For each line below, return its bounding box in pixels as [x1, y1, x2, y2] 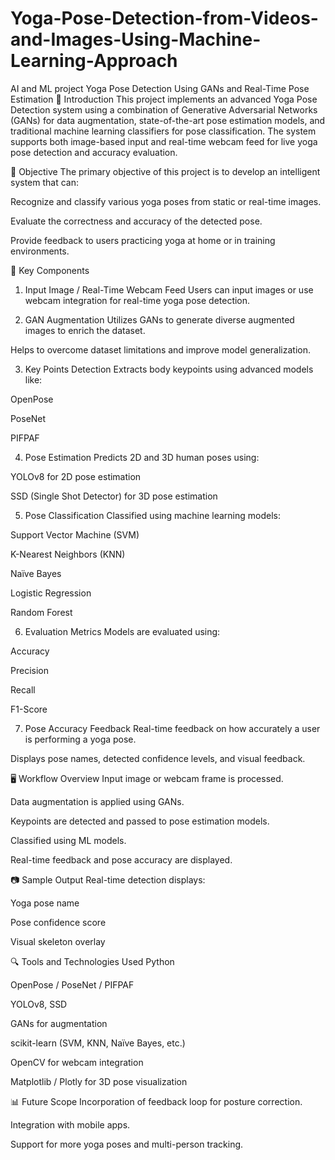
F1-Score [10, 703, 48, 715]
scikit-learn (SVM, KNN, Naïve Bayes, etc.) [10, 1037, 186, 1049]
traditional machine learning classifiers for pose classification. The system [10, 125, 317, 137]
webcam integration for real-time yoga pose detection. [24, 294, 251, 306]
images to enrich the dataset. [24, 324, 146, 336]
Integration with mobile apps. [10, 1118, 131, 1131]
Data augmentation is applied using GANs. [10, 795, 185, 807]
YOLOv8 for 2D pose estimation [10, 470, 142, 482]
